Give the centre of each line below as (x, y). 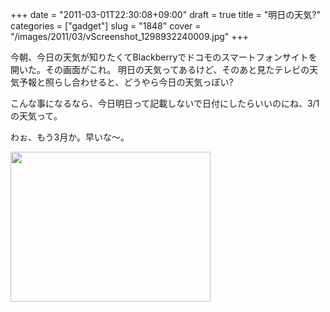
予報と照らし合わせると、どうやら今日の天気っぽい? (126, 82)
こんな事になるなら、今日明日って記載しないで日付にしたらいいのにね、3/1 (165, 103)
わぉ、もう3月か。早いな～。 (70, 137)
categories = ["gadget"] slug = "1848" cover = (106, 26)
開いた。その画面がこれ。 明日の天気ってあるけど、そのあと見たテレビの (160, 69)
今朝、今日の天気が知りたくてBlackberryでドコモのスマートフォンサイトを (164, 57)
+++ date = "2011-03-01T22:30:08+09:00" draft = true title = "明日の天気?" (165, 14)
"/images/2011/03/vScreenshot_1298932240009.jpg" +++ (130, 36)
